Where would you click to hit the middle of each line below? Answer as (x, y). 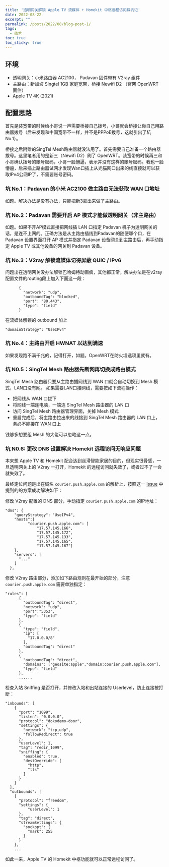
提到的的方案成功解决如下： (34, 490)
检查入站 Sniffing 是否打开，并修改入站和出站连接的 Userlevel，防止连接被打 (84, 688)
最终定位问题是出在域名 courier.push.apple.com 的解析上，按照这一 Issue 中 (84, 484)
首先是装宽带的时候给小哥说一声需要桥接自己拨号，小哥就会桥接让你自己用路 (84, 126)
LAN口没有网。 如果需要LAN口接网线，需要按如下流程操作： (76, 388)
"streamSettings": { (40, 823)
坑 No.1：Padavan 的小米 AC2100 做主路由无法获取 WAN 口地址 (82, 189)
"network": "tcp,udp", (47, 730)
